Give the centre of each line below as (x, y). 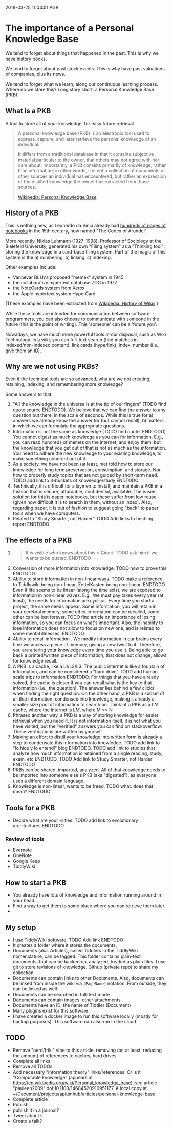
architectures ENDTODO (38, 825)
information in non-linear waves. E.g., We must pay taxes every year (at (88, 595)
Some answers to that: (29, 394)
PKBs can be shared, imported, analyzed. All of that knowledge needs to (89, 770)
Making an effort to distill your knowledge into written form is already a (87, 737)
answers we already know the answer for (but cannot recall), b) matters (88, 421)
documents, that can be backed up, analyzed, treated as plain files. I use (89, 961)
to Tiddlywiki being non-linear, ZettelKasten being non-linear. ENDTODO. (89, 585)
